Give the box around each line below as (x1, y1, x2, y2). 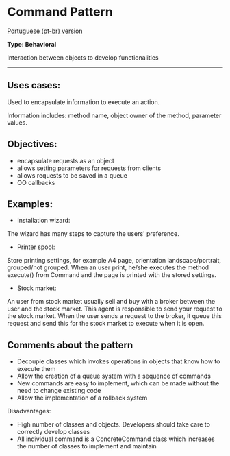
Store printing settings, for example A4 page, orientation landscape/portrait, (7, 256, 221, 265)
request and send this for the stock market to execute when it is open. (7, 320, 205, 328)
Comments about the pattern (7, 339, 133, 350)
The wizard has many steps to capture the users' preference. (7, 230, 180, 238)
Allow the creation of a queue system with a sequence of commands (16, 372, 211, 381)
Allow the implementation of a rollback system (16, 394, 148, 402)
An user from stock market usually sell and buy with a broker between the (7, 298, 216, 306)
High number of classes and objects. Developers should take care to (16, 420, 211, 429)
